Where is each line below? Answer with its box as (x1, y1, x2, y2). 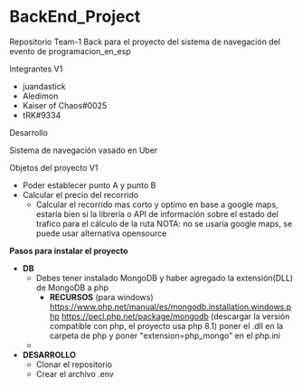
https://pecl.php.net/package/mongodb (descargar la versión (61, 310, 290, 322)
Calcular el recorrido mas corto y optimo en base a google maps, (35, 199, 278, 210)
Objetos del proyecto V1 (9, 162, 99, 173)
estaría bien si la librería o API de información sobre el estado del (35, 208, 278, 219)
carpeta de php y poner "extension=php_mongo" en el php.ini (49, 330, 280, 341)
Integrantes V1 (9, 63, 63, 74)
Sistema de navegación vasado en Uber (9, 145, 158, 156)
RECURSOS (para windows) (49, 291, 154, 302)
